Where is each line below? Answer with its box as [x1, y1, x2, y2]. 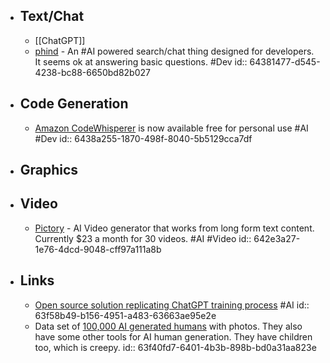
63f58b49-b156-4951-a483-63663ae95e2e [34, 309, 217, 321]
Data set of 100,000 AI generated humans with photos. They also [34, 320, 303, 332]
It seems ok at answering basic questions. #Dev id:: [34, 55, 248, 68]
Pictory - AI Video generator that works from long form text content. [34, 222, 315, 234]
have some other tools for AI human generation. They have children [34, 330, 313, 343]
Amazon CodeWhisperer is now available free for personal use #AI [34, 122, 309, 134]
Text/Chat [19, 8, 85, 25]
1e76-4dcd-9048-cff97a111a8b [34, 243, 162, 255]
